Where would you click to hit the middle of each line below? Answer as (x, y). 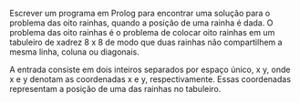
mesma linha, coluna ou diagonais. (74, 52)
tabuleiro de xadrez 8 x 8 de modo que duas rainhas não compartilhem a (146, 42)
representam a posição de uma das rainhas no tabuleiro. (115, 89)
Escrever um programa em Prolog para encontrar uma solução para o (140, 13)
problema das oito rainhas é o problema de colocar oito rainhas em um (142, 32)
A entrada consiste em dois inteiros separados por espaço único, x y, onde (150, 69)
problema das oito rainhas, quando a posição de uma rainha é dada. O (141, 23)
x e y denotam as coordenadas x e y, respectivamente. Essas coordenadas (150, 79)
